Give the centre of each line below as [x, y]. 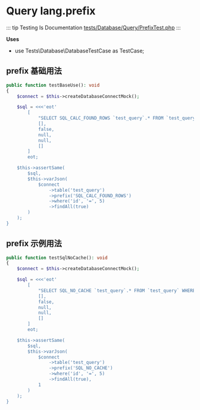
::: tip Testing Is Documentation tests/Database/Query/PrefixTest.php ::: [93, 27]
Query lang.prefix [51, 11]
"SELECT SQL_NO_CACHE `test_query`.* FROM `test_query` [109, 290]
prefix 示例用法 [34, 244]
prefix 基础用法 [34, 71]
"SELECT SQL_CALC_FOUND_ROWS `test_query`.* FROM [101, 118]
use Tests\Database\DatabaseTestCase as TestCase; [79, 51]
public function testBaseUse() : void [53, 85]
